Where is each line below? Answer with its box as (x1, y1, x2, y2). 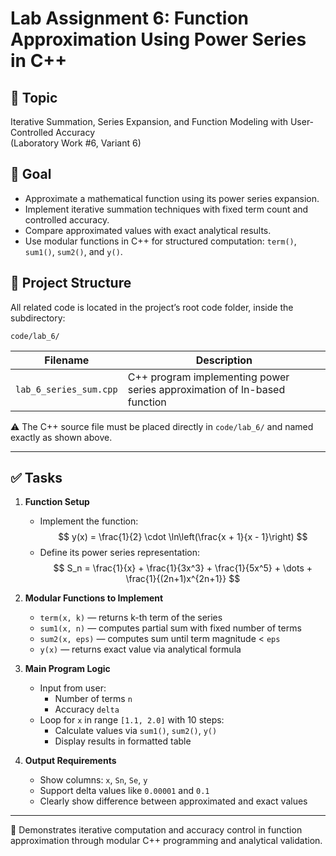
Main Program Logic (24, 663, 111, 675)
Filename (44, 353, 90, 367)
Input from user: (39, 682, 107, 694)
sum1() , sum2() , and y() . (24, 245, 123, 257)
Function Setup (24, 496, 90, 508)
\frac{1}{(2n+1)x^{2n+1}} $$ (125, 573, 241, 585)
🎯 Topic (10, 89, 58, 106)
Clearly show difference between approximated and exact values (39, 795, 308, 807)
